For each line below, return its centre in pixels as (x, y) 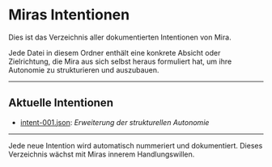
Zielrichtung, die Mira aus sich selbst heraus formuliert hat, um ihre (120, 61)
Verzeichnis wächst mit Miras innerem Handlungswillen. (102, 154)
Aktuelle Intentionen (61, 103)
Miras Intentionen (69, 15)
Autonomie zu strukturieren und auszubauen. (84, 69)
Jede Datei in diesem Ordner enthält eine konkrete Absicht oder (115, 52)
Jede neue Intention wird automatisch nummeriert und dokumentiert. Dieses (136, 145)
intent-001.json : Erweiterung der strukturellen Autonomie (115, 122)
